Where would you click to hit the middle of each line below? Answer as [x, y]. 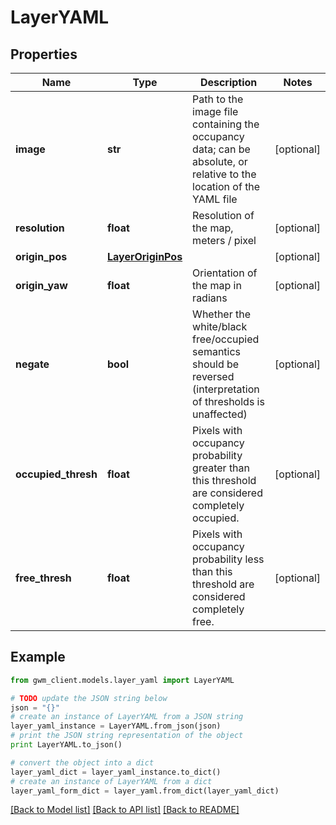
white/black [220, 326]
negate [32, 364]
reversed [213, 376]
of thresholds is [228, 401]
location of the [226, 186]
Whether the [222, 314]
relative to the [224, 174]
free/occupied [226, 339]
